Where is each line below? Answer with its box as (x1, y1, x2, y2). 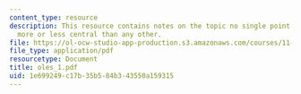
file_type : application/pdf (9, 47, 115, 56)
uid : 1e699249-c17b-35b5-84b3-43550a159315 (9, 72, 175, 81)
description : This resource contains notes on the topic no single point (9, 21, 291, 30)
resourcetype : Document (9, 55, 99, 64)
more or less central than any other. (17, 30, 163, 38)
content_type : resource (9, 13, 99, 22)
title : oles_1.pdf (9, 64, 78, 73)
